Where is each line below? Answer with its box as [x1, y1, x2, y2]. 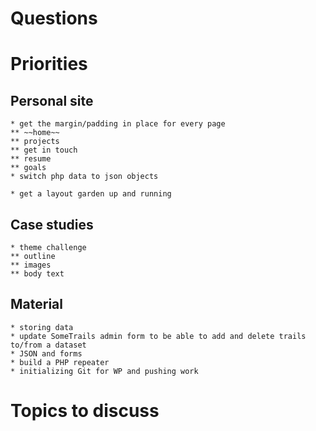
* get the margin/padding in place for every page [10, 119, 226, 129]
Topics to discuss [10, 400, 160, 422]
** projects [10, 137, 60, 147]
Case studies [10, 216, 94, 233]
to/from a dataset [10, 340, 87, 350]
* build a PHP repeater [10, 357, 110, 367]
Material [10, 296, 63, 313]
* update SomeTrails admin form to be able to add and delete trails [10, 331, 307, 341]
